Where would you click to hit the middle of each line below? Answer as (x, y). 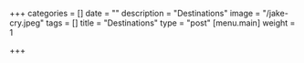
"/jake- (276, 13)
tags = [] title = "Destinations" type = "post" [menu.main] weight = (170, 23)
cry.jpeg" (27, 23)
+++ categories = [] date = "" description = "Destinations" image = (135, 13)
